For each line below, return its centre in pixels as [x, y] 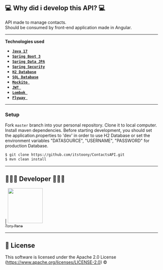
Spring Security [28, 67]
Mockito [20, 82]
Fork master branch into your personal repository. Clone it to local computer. [81, 125]
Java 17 [20, 51]
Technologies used [25, 41]
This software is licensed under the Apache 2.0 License [61, 257]
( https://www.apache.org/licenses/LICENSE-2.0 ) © [56, 262]
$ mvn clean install [26, 159]
